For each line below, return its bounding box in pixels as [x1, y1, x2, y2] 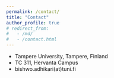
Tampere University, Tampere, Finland [14, 53, 108, 60]
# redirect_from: [6, 25, 49, 32]
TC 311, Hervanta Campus [14, 59, 78, 66]
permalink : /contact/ [6, 8, 60, 15]
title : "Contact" [6, 14, 49, 20]
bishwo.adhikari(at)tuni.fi [14, 65, 76, 72]
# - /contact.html [6, 36, 58, 42]
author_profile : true [6, 20, 60, 26]
